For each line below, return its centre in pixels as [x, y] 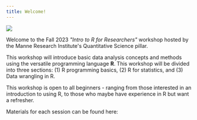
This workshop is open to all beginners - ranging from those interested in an [99, 87]
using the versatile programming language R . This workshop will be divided [98, 63]
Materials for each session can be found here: [62, 111]
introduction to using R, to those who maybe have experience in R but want [98, 94]
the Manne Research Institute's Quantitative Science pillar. [77, 46]
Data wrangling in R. [31, 76]
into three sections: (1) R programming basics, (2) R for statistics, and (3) [95, 70]
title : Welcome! [26, 12]
